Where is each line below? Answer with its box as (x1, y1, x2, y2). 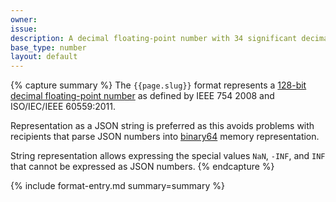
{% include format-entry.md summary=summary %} (10, 180, 225, 192)
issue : (10, 24, 38, 34)
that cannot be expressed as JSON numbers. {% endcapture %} (10, 161, 275, 173)
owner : (10, 14, 38, 25)
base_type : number (10, 42, 87, 53)
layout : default (10, 52, 78, 62)
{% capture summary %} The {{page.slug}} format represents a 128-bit (10, 79, 307, 91)
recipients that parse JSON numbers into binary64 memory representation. (10, 131, 320, 143)
